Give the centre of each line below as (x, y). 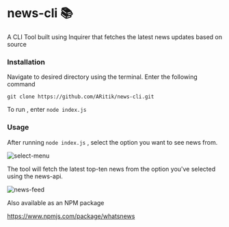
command (21, 84)
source (17, 44)
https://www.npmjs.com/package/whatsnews (71, 216)
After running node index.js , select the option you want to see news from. (112, 142)
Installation (26, 62)
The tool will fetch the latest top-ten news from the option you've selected (111, 169)
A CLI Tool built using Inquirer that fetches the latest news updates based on (114, 37)
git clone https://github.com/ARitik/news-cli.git (81, 97)
